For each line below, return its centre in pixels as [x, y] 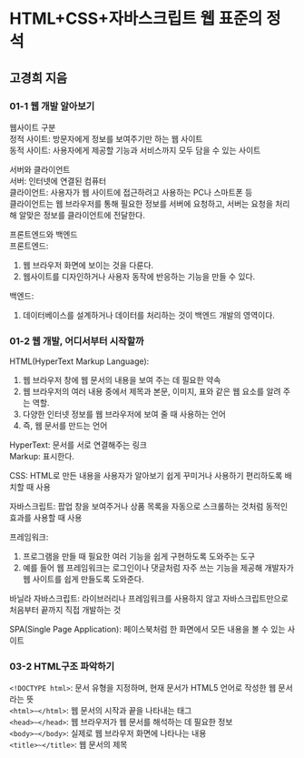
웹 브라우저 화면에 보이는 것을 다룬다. [88, 265]
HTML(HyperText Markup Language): [79, 361]
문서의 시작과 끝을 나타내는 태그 [136, 711]
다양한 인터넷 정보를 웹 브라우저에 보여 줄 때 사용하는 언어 [124, 414]
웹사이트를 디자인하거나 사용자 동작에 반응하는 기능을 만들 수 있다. [139, 276]
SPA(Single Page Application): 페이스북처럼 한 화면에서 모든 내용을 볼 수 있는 [147, 630]
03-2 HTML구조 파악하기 [62, 667]
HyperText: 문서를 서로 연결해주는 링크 [78, 445]
